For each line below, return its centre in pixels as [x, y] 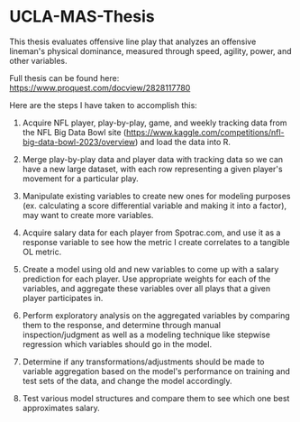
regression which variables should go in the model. [117, 344]
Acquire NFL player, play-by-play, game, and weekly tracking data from [155, 123]
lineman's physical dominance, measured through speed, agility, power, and [150, 50]
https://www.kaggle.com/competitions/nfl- [205, 132]
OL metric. [42, 252]
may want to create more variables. [88, 215]
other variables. [38, 60]
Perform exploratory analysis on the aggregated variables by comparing [156, 315]
